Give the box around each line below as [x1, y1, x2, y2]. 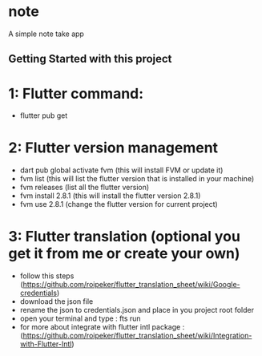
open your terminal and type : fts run [19, 314, 142, 323]
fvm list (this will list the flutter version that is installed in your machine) [19, 174, 255, 184]
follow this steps [19, 271, 75, 281]
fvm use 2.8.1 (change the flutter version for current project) [19, 200, 218, 209]
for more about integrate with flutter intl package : [19, 322, 185, 332]
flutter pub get [19, 111, 68, 120]
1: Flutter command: [8, 84, 144, 103]
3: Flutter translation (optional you [8, 228, 240, 246]
